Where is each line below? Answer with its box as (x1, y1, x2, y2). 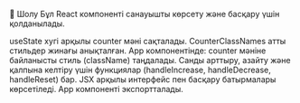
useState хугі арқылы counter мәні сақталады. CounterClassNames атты (9, 36, 286, 46)
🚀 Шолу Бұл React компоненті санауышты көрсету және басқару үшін (9, 9, 280, 19)
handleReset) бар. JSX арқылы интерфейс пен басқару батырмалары (9, 74, 277, 85)
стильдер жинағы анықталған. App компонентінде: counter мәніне (9, 45, 267, 56)
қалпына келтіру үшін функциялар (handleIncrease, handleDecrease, (9, 64, 271, 75)
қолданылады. (9, 18, 65, 29)
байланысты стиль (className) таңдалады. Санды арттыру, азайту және (9, 55, 291, 65)
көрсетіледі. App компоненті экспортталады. (9, 84, 183, 94)
